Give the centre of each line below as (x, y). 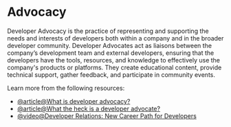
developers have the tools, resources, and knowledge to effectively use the (114, 60)
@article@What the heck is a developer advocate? (88, 108)
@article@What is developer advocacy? (74, 101)
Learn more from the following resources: (66, 88)
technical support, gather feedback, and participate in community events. (111, 74)
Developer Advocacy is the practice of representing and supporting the (108, 31)
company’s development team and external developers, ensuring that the (111, 53)
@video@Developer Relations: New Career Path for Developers (107, 116)
